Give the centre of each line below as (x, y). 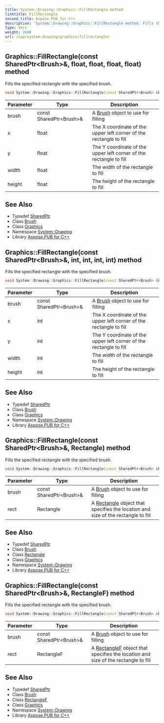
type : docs (16, 28)
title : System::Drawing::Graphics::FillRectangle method (64, 10)
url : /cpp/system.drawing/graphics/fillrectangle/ (58, 37)
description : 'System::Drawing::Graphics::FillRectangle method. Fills (79, 23)
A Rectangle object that (118, 503)
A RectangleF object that (119, 648)
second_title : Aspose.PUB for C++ (40, 19)
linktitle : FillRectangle (31, 14)
